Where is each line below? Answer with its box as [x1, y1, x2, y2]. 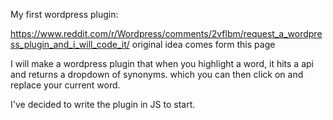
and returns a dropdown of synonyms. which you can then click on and [10, 69, 304, 80]
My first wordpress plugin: [10, 9, 119, 20]
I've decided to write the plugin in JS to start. [10, 99, 196, 110]
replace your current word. [10, 79, 121, 91]
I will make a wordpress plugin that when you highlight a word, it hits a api [10, 58, 314, 69]
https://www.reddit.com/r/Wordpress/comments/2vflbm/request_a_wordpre [10, 28, 323, 39]
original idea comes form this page [131, 39, 276, 50]
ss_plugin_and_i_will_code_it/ [10, 39, 130, 50]
